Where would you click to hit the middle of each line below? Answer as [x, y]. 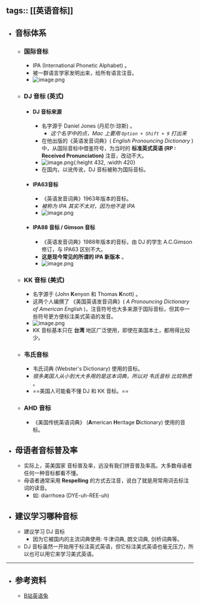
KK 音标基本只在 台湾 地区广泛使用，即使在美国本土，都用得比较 [111, 330]
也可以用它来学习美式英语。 [63, 554]
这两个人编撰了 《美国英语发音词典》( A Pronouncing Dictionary [111, 301]
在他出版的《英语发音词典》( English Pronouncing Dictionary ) [117, 141]
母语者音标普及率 [46, 450]
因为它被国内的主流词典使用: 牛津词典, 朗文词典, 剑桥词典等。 [107, 539]
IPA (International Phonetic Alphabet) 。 [81, 66]
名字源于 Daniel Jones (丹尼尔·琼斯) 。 [88, 126]
